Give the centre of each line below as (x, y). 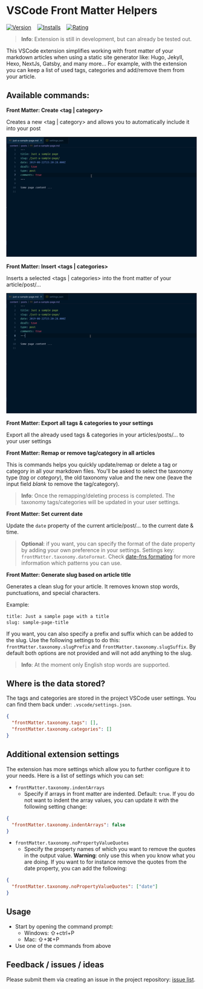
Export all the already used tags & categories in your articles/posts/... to (95, 435)
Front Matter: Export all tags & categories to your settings (80, 423)
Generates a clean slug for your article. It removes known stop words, (93, 586)
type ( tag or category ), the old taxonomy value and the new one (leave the (99, 477)
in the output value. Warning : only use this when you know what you (109, 856)
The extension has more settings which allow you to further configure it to (98, 769)
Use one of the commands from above (63, 945)
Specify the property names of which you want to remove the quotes (110, 849)
